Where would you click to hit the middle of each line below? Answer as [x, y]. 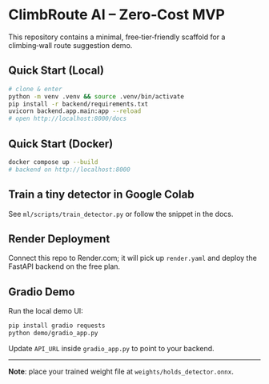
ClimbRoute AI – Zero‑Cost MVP [117, 15]
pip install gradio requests [57, 326]
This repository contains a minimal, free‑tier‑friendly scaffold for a [117, 37]
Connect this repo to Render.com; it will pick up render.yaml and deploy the [133, 258]
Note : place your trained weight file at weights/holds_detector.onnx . [121, 371]
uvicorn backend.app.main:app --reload [75, 111]
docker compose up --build [53, 162]
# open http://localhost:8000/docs [68, 119]
